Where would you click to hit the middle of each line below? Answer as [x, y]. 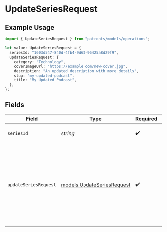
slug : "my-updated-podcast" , [44, 76]
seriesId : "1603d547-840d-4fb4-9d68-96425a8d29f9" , [64, 52]
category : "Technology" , [40, 62]
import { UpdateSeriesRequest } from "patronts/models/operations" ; [78, 39]
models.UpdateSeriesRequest [96, 185]
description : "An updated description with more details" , [77, 71]
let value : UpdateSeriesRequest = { [43, 48]
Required [146, 119]
